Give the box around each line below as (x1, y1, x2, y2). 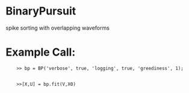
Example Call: (5, 45, 76, 59)
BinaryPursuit (5, 4, 76, 18)
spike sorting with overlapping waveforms (5, 24, 110, 31)
